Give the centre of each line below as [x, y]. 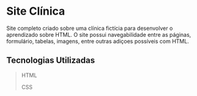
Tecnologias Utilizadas [51, 60]
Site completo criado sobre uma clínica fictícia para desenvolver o [90, 28]
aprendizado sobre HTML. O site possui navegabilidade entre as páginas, [99, 34]
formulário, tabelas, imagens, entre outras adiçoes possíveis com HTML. [98, 41]
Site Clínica [36, 11]
